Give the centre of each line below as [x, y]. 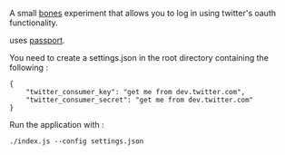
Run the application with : [57, 125]
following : [29, 68]
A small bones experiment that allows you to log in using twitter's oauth [143, 13]
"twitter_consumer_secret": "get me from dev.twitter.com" [140, 100]
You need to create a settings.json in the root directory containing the [139, 58]
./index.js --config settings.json [77, 141]
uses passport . [37, 40]
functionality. [34, 23]
